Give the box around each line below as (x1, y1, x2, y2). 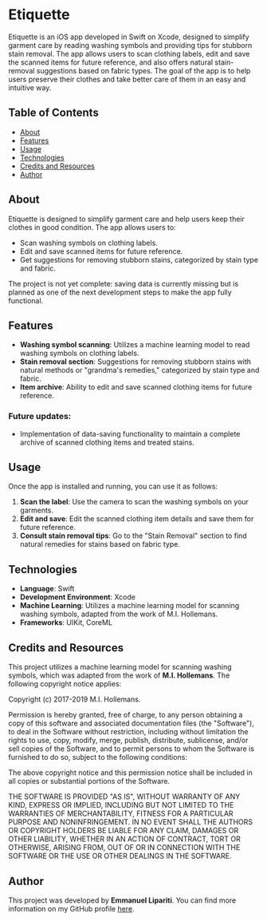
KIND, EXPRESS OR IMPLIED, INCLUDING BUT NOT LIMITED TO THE (8, 800, 234, 810)
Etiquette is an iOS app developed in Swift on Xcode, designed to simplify (8, 32, 249, 42)
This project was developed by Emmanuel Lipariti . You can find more (8, 895, 237, 905)
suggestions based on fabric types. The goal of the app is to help (36, 65, 251, 75)
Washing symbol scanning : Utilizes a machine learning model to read (19, 340, 250, 350)
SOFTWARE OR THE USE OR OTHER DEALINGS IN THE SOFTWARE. (8, 852, 232, 861)
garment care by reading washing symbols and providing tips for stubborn (8, 40, 253, 49)
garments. (19, 505, 54, 516)
